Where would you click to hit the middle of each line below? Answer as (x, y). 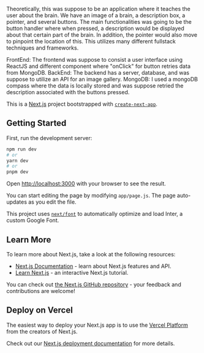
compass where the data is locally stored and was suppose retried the (95, 86)
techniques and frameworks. (43, 48)
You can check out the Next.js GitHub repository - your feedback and (94, 284)
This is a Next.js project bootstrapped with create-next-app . (82, 104)
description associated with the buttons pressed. (68, 92)
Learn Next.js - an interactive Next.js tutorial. (72, 273)
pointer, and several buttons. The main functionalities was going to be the (99, 22)
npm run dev (21, 149)
